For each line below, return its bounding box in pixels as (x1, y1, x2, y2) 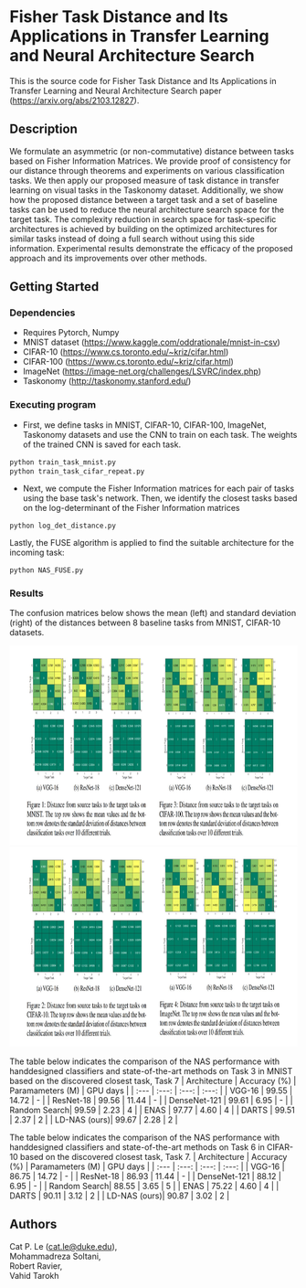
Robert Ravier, (9, 1260, 63, 1272)
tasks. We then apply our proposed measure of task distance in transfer (9, 175, 280, 186)
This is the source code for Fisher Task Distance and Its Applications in (9, 75, 277, 86)
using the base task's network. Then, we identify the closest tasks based (22, 492, 298, 504)
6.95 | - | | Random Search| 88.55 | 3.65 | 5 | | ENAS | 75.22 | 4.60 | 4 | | (9, 1181, 280, 1192)
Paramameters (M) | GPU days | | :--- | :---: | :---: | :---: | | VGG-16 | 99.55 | (9, 1085, 293, 1096)
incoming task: (9, 547, 66, 558)
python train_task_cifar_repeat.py (9, 466, 145, 476)
